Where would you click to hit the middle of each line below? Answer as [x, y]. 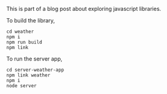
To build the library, [31, 20]
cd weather [20, 32]
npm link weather [28, 75]
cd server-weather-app [35, 70]
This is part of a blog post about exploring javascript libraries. [84, 9]
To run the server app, [35, 59]
